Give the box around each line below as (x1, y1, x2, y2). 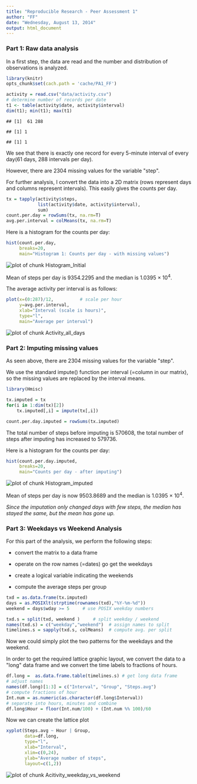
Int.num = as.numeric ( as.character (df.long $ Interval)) (6, 695, 143, 700)
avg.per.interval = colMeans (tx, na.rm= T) (6, 218, 112, 224)
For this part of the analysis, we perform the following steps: (6, 538, 152, 545)
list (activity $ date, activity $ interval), (37, 201, 141, 208)
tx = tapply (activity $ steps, (6, 196, 78, 202)
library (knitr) (6, 75, 44, 81)
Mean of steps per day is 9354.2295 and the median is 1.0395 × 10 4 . (6, 273, 172, 281)
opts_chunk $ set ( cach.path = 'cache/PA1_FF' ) (6, 81, 117, 87)
